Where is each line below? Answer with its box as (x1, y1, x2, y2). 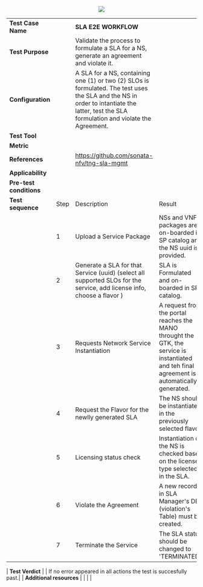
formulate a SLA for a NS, (75, 44, 147, 52)
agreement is (159, 369, 196, 378)
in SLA (159, 490, 178, 497)
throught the (159, 332, 195, 339)
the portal (159, 309, 187, 317)
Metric (9, 142, 29, 149)
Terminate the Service (75, 541, 138, 549)
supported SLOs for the (75, 276, 142, 284)
